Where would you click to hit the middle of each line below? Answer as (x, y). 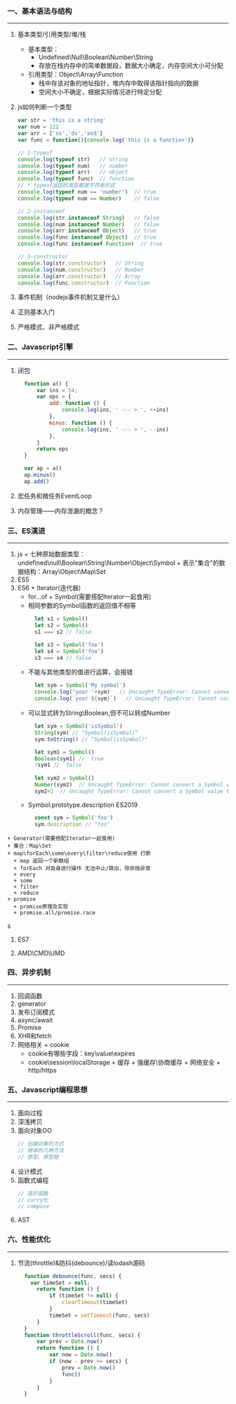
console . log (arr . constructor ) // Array (79, 276)
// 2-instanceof (41, 211)
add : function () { (78, 403)
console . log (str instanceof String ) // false (88, 218)
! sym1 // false (58, 765)
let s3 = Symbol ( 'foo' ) (69, 645)
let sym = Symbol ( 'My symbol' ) (80, 685)
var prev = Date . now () (70, 1342)
